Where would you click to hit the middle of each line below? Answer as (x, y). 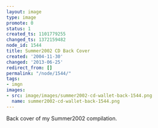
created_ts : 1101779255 (36, 34)
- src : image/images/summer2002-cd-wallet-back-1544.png (79, 96)
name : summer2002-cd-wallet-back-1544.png (66, 101)
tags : (13, 79)
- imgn (14, 85)
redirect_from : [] (29, 68)
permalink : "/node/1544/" (39, 73)
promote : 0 (20, 23)
